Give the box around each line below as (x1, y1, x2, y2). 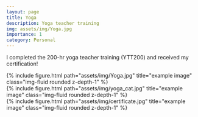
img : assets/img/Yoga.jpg (6, 25, 72, 32)
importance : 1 (6, 32, 43, 38)
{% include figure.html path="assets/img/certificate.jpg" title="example (6, 98, 186, 105)
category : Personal (6, 37, 56, 43)
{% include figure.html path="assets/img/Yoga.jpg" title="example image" (6, 72, 193, 79)
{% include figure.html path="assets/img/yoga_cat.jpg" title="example (6, 85, 183, 92)
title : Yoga (6, 15, 37, 21)
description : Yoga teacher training (6, 20, 99, 26)
